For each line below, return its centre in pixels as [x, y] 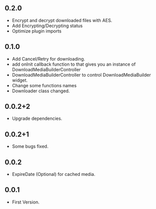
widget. [20, 80]
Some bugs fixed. [30, 146]
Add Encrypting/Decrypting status [47, 26]
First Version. [26, 202]
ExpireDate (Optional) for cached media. [54, 174]
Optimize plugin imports [37, 31]
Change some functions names [44, 85]
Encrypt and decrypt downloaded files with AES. [62, 20]
